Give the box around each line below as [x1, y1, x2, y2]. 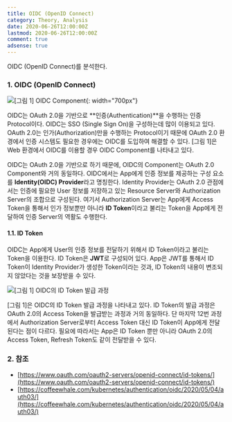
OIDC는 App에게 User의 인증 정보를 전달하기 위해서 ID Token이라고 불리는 [7, 245, 209, 254]
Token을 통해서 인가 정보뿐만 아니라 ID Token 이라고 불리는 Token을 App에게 [7, 204, 216, 212]
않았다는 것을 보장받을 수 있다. [14, 271, 96, 279]
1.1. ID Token [7, 229, 44, 237]
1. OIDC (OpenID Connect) [7, 80, 96, 89]
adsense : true [7, 42, 48, 49]
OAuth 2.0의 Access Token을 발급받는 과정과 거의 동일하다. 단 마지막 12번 [7, 309, 210, 317]
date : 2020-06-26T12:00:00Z [7, 23, 89, 30]
